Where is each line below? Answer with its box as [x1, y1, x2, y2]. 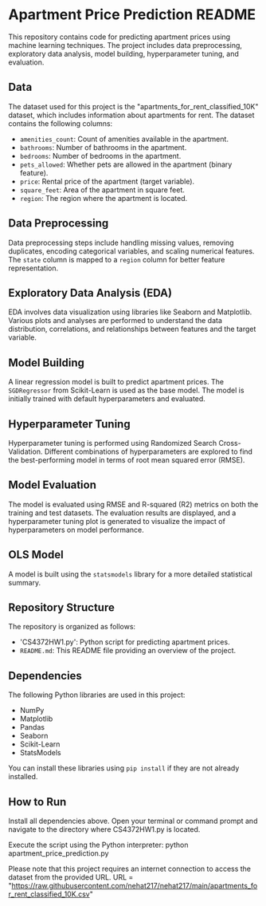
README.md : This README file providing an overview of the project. [19, 646, 237, 656]
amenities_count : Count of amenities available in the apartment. [19, 134, 229, 144]
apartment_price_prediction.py [8, 849, 109, 858]
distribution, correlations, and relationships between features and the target [8, 325, 256, 334]
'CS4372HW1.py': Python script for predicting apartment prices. [19, 637, 230, 647]
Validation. [8, 447, 43, 456]
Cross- [218, 439, 241, 447]
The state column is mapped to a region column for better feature [8, 254, 225, 264]
